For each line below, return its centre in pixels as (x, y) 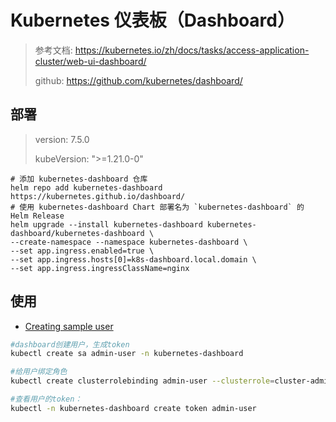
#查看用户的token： (46, 399)
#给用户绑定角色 (39, 372)
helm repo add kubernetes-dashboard (86, 187)
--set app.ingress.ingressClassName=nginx (100, 268)
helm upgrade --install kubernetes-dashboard (106, 224)
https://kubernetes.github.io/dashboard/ (98, 196)
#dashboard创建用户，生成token (70, 344)
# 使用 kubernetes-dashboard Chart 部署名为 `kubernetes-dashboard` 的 (157, 207)
